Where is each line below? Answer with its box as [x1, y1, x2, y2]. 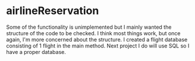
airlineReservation [6, 4, 99, 18]
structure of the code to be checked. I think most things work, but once [6, 29, 181, 36]
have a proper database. [6, 48, 67, 55]
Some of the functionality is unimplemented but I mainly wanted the [6, 23, 172, 30]
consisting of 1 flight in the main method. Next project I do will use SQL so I [6, 42, 190, 49]
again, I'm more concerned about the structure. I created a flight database [6, 36, 188, 43]
